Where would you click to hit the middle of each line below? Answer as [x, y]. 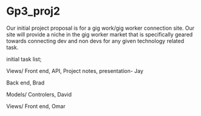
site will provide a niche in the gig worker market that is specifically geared [100, 34]
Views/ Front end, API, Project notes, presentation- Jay [75, 70]
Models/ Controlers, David [39, 94]
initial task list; [24, 59]
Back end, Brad [25, 83]
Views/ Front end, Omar [36, 106]
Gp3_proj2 [33, 11]
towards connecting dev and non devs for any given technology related [95, 41]
